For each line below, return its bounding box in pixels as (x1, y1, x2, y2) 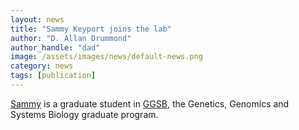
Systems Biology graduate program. (10, 108, 159, 120)
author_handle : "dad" (10, 42, 101, 53)
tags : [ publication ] (10, 71, 97, 81)
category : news (10, 61, 74, 71)
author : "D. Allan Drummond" (10, 33, 132, 43)
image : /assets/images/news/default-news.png (10, 52, 203, 62)
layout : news (10, 14, 65, 25)
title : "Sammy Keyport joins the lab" (10, 24, 172, 34)
